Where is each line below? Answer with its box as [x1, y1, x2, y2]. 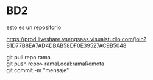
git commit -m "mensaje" [6, 66, 69, 73]
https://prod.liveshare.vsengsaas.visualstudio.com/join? [6, 35, 147, 42]
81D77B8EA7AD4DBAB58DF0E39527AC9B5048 [6, 42, 127, 49]
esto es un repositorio [6, 24, 62, 31]
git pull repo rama [6, 53, 51, 61]
